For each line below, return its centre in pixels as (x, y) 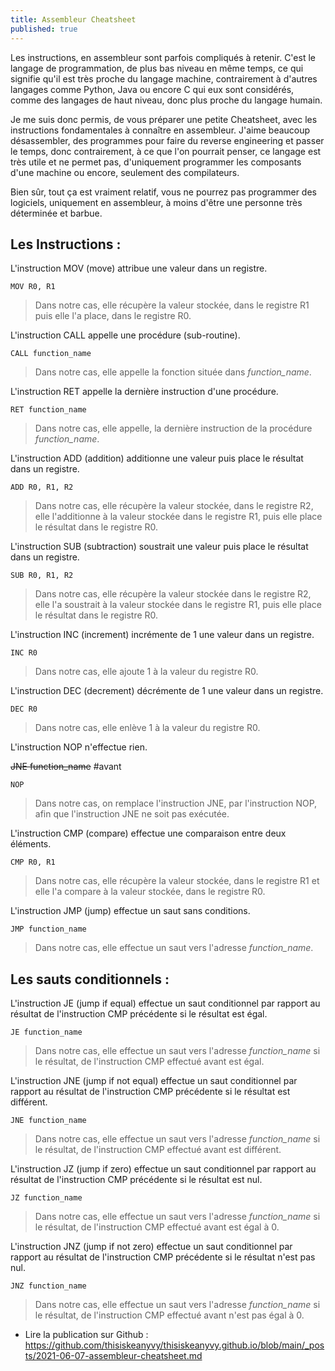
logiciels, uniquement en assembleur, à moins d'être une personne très (156, 202)
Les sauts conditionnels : (90, 979)
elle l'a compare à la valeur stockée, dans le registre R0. (150, 892)
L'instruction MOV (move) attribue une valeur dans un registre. (139, 268)
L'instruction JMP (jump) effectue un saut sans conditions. (130, 911)
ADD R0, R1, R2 (42, 487)
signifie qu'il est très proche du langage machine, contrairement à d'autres (164, 78)
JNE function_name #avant (66, 767)
